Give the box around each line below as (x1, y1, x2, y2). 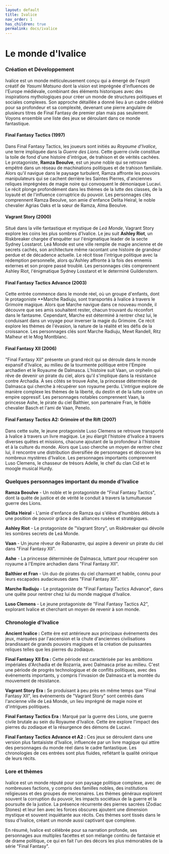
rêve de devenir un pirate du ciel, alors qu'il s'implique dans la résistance (5, 372, 157, 379)
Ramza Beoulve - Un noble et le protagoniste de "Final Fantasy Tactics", (5, 489, 156, 495)
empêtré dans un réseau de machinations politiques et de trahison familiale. (5, 165, 163, 171)
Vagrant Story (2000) (5, 214, 51, 220)
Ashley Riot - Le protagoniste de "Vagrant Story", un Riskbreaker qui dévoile (5, 525, 164, 531)
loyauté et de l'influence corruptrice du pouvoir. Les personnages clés (5, 192, 151, 198)
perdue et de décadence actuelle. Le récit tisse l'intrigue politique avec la (5, 252, 158, 258)
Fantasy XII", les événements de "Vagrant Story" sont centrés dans (5, 693, 144, 699)
